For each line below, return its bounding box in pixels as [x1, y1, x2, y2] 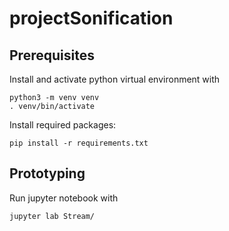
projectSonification [9, 7, 174, 30]
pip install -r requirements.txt [9, 138, 149, 148]
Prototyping [9, 165, 86, 182]
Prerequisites [9, 47, 95, 64]
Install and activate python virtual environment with [9, 73, 221, 85]
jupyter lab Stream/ [9, 211, 96, 221]
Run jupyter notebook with [9, 192, 119, 204]
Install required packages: [9, 119, 117, 131]
